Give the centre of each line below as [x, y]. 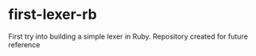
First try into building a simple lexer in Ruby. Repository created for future [128, 36]
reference [24, 44]
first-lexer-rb [52, 15]
